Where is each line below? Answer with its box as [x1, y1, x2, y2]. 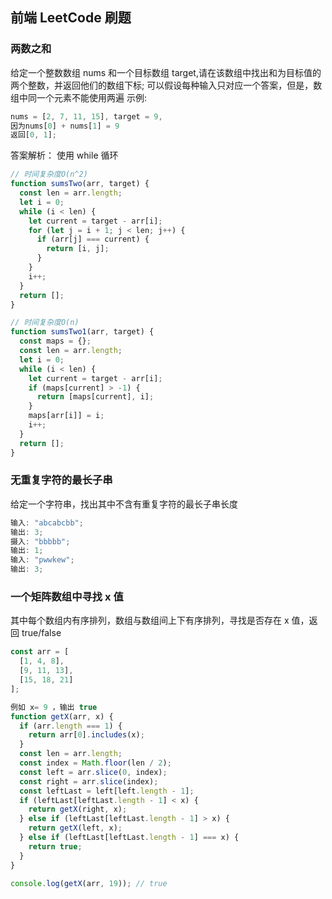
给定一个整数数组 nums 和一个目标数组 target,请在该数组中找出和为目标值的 [10, 66, 322, 78]
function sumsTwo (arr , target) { [10, 179, 150, 189]
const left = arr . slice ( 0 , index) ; [19, 767, 168, 777]
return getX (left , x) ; [28, 823, 123, 833]
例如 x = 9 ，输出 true [10, 702, 98, 712]
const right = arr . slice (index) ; [19, 776, 159, 787]
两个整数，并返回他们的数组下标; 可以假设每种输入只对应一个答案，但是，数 [10, 79, 323, 91]
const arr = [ [10, 647, 70, 657]
